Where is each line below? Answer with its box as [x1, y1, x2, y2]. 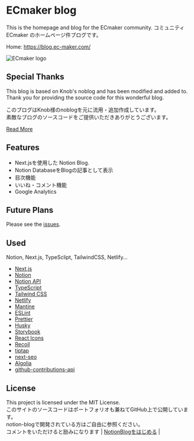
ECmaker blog [6, 4, 77, 17]
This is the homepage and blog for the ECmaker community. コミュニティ [6, 24, 185, 31]
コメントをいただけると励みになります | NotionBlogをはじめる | [6, 428, 161, 435]
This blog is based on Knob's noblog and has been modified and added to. [6, 87, 188, 95]
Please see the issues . [6, 220, 61, 228]
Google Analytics [14, 188, 57, 195]
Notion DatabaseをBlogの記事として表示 [14, 167, 114, 174]
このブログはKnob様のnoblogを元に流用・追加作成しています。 [6, 106, 160, 113]
